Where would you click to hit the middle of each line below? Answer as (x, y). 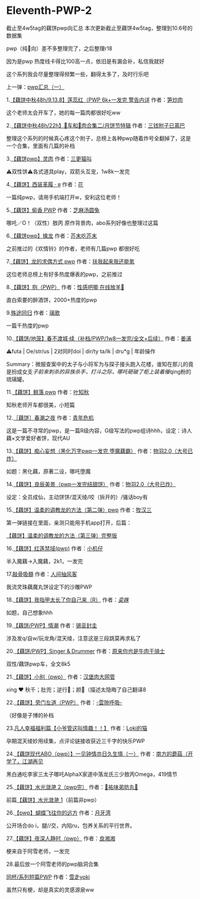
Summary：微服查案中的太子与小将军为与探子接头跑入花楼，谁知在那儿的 (97, 364)
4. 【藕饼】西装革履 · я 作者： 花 (45, 184)
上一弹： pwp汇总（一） (36, 87)
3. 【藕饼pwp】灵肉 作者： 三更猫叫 (49, 158)
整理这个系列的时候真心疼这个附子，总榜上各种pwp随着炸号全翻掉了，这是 (99, 138)
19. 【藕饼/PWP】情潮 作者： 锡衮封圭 (52, 625)
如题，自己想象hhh (30, 612)
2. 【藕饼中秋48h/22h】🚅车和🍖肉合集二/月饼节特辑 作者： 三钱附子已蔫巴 (96, 125)
